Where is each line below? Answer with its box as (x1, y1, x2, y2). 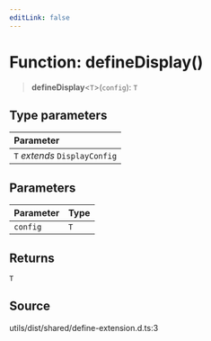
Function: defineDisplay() (9, 51, 204, 72)
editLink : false (9, 13, 70, 22)
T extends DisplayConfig (13, 149, 118, 162)
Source (9, 299, 51, 314)
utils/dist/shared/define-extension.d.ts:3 (9, 322, 159, 333)
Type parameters (9, 107, 108, 122)
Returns (9, 250, 56, 265)
